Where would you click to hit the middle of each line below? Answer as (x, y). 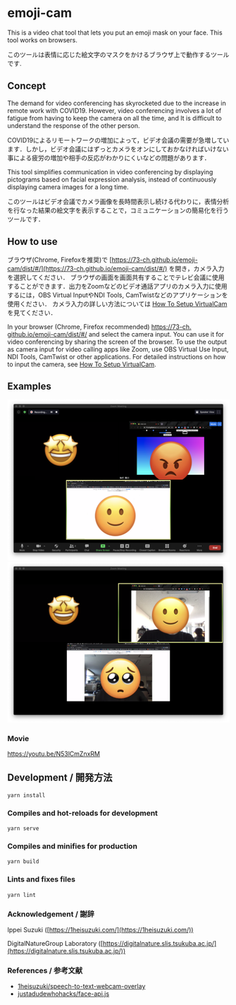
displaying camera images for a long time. (68, 187)
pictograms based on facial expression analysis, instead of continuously (112, 179)
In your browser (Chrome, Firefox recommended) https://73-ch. (99, 327)
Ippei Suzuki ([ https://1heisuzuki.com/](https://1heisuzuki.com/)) (100, 930)
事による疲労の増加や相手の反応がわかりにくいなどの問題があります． (109, 157)
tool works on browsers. (42, 40)
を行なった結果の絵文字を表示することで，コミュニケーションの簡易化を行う (118, 210)
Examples (29, 386)
